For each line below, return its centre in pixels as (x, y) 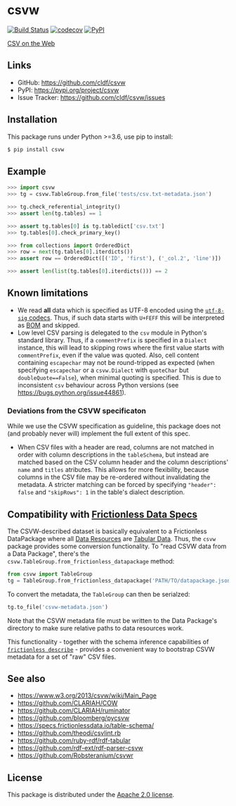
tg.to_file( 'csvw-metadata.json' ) (58, 607)
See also (26, 678)
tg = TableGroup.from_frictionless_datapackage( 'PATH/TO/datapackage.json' (120, 581)
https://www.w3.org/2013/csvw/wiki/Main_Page (87, 695)
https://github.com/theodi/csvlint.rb (69, 733)
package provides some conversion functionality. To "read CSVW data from (117, 546)
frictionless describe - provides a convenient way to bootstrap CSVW (111, 649)
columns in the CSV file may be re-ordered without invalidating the (114, 477)
